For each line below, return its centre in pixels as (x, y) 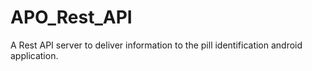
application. (34, 55)
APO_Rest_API (71, 17)
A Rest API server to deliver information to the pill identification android (156, 45)
